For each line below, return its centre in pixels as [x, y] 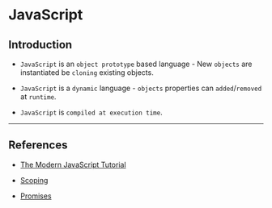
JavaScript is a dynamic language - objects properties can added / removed [141, 88]
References [38, 146]
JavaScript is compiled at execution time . [91, 112]
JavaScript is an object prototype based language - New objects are [136, 64]
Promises [36, 196]
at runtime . [38, 97]
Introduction [40, 45]
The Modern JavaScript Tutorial [73, 164]
